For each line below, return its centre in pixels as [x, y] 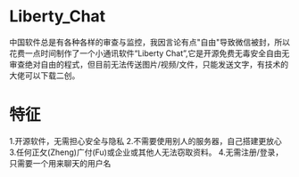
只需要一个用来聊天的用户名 [60, 163]
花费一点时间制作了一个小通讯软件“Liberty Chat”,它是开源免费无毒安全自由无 [149, 53]
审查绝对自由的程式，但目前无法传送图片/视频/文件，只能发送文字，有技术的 [149, 64]
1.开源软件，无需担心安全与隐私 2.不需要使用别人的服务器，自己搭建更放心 [146, 141]
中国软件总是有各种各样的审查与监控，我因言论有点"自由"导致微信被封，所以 [150, 42]
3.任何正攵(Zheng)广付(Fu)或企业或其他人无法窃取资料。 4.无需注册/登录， [146, 152]
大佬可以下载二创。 [45, 75]
